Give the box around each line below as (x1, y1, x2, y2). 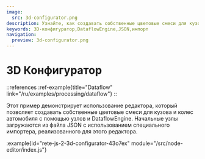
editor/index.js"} (6, 146, 47, 153)
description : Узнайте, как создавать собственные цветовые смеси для (6, 20, 187, 26)
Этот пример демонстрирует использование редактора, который (6, 102, 178, 109)
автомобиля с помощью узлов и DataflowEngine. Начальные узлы (6, 115, 178, 122)
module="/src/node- (131, 140, 183, 147)
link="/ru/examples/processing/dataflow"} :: (6, 90, 117, 97)
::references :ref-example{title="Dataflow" (6, 83, 113, 91)
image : (6, 9, 23, 15)
